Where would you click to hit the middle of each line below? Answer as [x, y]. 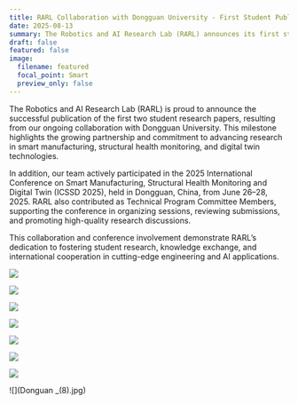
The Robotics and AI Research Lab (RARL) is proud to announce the [133, 108]
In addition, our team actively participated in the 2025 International [131, 173]
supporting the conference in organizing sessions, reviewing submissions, [145, 210]
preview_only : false [55, 83]
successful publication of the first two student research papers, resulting [142, 118]
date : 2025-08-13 [41, 26]
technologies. [34, 155]
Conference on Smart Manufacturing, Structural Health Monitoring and [138, 182]
